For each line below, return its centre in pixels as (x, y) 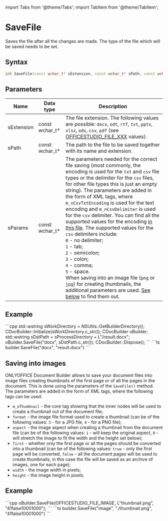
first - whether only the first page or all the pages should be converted (86, 444)
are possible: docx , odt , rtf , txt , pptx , (109, 124)
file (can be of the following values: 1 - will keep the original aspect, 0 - (85, 433)
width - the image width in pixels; (46, 470)
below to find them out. (93, 297)
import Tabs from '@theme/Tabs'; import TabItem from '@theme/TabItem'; (82, 7)
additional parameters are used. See (108, 290)
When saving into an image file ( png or (110, 278)
